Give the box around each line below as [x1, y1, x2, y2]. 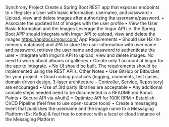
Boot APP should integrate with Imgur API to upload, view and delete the [5, 31, 155, 37]
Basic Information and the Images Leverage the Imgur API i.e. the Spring [5, 26, 155, 32]
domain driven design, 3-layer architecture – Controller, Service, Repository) [5, 79, 164, 85]
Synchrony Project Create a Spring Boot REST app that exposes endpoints [5, 5, 160, 10]
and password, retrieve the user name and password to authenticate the [5, 47, 155, 53]
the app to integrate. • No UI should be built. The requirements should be [5, 63, 157, 69]
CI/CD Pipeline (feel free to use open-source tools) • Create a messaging [5, 100, 157, 106]
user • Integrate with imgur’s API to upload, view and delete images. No [5, 52, 154, 58]
